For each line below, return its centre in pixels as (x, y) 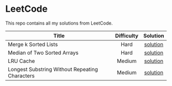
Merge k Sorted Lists (33, 44)
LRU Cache (21, 61)
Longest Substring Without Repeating (53, 69)
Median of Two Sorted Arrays (43, 53)
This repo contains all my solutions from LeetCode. (59, 23)
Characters (21, 76)
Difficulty (127, 35)
